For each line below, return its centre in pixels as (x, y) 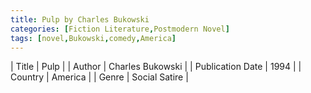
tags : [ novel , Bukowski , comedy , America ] (93, 38)
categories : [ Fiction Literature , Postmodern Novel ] (120, 29)
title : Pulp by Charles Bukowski (80, 19)
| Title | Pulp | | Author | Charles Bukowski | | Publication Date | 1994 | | (156, 67)
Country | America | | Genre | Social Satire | (99, 77)
